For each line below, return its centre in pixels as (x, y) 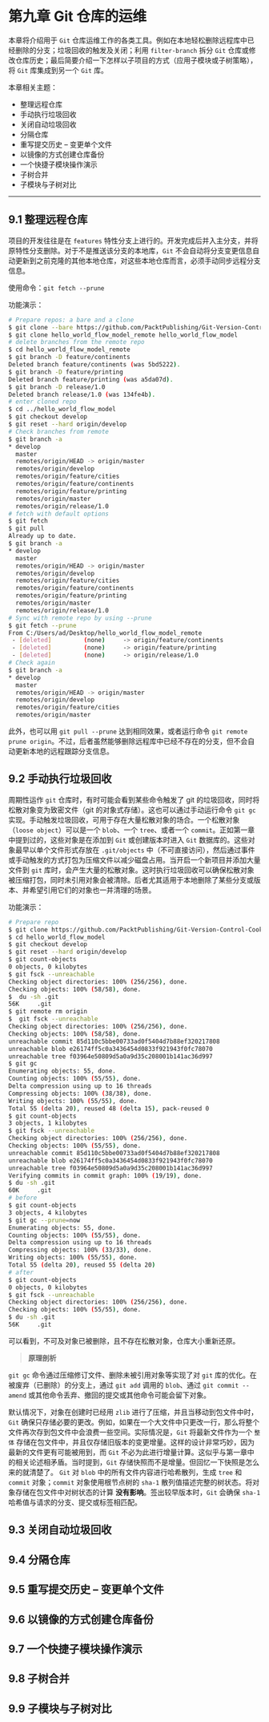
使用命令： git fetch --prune (56, 287)
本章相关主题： (33, 87)
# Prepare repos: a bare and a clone (71, 320)
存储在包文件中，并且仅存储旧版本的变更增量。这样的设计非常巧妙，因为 (135, 1442)
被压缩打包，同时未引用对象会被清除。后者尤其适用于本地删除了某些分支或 (131, 879)
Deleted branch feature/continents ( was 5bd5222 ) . (94, 365)
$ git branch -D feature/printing (66, 372)
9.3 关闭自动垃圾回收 (60, 1530)
